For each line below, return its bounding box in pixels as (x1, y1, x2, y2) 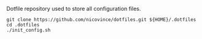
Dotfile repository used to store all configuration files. (6, 5, 141, 12)
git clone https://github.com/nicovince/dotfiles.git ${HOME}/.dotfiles (6, 17, 196, 23)
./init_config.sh (6, 27, 51, 33)
